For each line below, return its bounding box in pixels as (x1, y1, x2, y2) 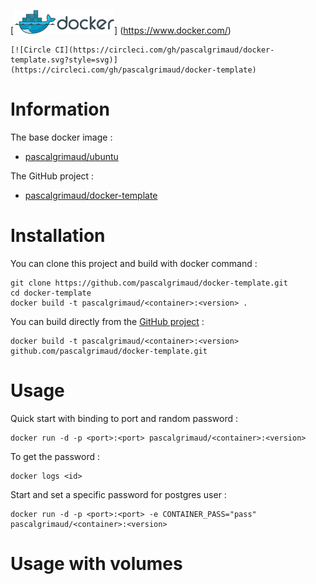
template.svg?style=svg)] (10, 55, 118, 65)
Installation (10, 225, 106, 247)
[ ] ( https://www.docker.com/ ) (10, 25, 232, 36)
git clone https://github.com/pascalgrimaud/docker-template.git (10, 278, 288, 288)
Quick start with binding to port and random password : (10, 412, 239, 424)
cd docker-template (10, 288, 92, 298)
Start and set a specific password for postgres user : (10, 488, 227, 500)
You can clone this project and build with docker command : (10, 257, 258, 269)
